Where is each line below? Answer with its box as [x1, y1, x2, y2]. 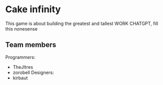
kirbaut [12, 75, 28, 81]
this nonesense [5, 25, 38, 32]
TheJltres [12, 64, 33, 70]
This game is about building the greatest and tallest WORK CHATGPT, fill [5, 20, 158, 26]
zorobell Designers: [12, 69, 54, 75]
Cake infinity [5, 4, 61, 15]
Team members [5, 41, 56, 49]
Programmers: [5, 54, 36, 60]
